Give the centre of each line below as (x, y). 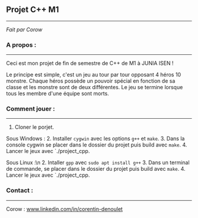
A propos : (21, 45)
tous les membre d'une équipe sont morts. (57, 93)
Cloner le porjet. (34, 127)
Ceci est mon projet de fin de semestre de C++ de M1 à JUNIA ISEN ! (90, 63)
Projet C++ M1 (33, 10)
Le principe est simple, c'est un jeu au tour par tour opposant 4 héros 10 (94, 75)
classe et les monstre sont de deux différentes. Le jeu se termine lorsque (95, 87)
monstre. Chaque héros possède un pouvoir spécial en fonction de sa (91, 81)
